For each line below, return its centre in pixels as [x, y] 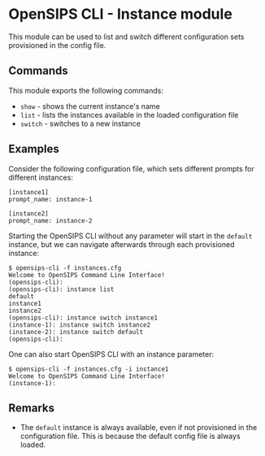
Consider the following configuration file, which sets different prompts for [131, 168]
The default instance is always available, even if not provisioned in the [139, 428]
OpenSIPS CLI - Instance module [121, 14]
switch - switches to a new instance [80, 124]
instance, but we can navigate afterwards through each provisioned [122, 244]
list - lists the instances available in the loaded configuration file [129, 115]
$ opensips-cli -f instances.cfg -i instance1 [89, 369]
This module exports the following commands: [86, 90]
